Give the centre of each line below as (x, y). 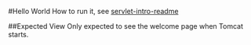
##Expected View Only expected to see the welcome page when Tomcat (126, 26)
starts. (18, 35)
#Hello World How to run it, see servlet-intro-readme (93, 11)
